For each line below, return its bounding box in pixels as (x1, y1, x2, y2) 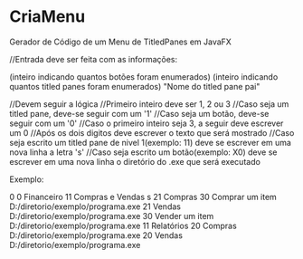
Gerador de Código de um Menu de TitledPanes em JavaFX (9, 36, 232, 47)
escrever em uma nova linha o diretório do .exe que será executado (9, 156, 260, 167)
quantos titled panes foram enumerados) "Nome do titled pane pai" (9, 81, 260, 91)
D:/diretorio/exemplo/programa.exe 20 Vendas (9, 229, 184, 241)
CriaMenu (9, 6, 86, 27)
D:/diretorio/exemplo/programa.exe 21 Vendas (9, 201, 181, 212)
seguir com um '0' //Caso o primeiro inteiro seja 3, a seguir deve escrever (9, 118, 284, 129)
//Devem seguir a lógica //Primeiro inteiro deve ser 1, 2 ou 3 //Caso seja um (9, 98, 289, 110)
